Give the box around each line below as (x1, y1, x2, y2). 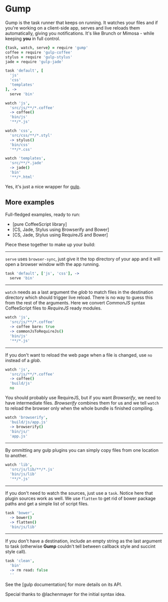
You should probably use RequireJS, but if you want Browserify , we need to (5, 395, 161, 401)
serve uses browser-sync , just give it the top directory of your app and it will (5, 256, 160, 262)
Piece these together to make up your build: (5, 241, 95, 247)
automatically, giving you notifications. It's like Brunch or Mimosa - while (5, 30, 154, 36)
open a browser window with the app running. (5, 261, 100, 267)
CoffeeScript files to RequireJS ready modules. (5, 305, 102, 311)
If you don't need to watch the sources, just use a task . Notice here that (5, 490, 153, 496)
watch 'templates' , (5, 156, 46, 161)
